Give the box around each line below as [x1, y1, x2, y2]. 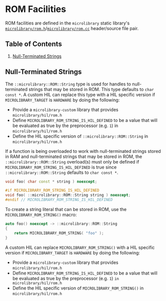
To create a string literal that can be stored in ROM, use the [5, 206, 126, 212]
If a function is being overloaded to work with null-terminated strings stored [5, 148, 161, 154]
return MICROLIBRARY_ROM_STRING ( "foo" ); [14, 230, 104, 235]
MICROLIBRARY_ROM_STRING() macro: [5, 211, 77, 218]
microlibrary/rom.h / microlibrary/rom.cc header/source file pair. [5, 25, 139, 31]
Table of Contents [5, 40, 62, 48]
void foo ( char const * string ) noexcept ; [5, 179, 97, 184]
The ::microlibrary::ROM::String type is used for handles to [5, 81, 131, 87]
